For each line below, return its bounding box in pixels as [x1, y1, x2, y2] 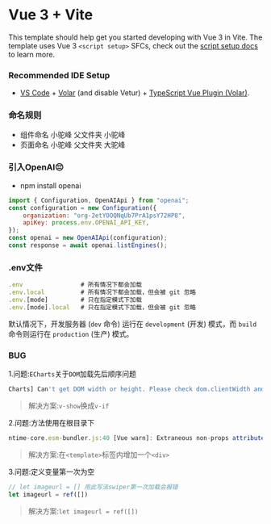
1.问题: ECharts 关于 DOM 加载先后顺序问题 [8, 369, 137, 379]
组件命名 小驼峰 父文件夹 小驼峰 [19, 129, 126, 139]
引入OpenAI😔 [8, 161, 65, 173]
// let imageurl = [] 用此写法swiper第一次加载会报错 [8, 483, 178, 491]
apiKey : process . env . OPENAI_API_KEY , [23, 219, 150, 227]
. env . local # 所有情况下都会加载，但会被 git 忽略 [8, 288, 196, 296]
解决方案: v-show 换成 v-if [27, 400, 110, 410]
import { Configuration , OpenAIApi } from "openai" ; [8, 196, 190, 204]
